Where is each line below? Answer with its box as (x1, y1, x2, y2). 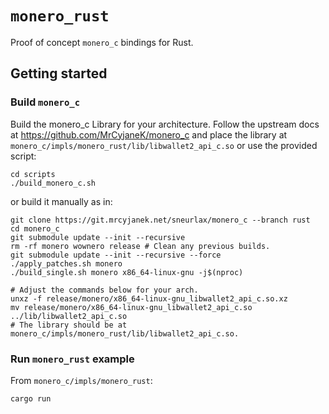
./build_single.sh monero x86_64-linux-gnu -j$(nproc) (10, 267, 244, 277)
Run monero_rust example (10, 352, 135, 366)
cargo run (10, 393, 52, 404)
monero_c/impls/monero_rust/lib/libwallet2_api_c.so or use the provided (10, 139, 318, 151)
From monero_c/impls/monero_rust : (10, 374, 153, 386)
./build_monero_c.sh (10, 178, 97, 188)
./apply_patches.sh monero (10, 258, 123, 269)
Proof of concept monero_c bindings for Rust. (10, 36, 194, 48)
